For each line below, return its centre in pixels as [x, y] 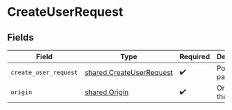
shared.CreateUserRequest [129, 73]
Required [195, 57]
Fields [21, 37]
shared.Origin [107, 92]
